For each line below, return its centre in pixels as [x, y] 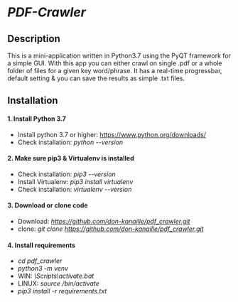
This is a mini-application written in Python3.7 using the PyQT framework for [119, 55]
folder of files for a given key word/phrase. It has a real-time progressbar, [115, 71]
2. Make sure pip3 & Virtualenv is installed [71, 158]
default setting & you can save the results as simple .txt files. [96, 78]
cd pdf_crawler [40, 261]
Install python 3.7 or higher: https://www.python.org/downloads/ [112, 134]
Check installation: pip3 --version [66, 174]
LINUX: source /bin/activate [58, 284]
